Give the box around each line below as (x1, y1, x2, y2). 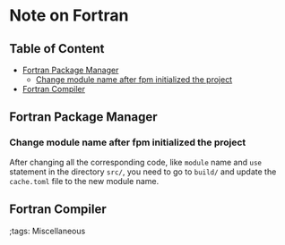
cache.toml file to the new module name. (9, 175, 160, 186)
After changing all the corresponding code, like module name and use (9, 156, 263, 167)
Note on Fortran (9, 5, 129, 26)
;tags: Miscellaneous (9, 225, 86, 236)
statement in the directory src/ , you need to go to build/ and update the (9, 166, 277, 177)
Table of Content (9, 41, 105, 56)
